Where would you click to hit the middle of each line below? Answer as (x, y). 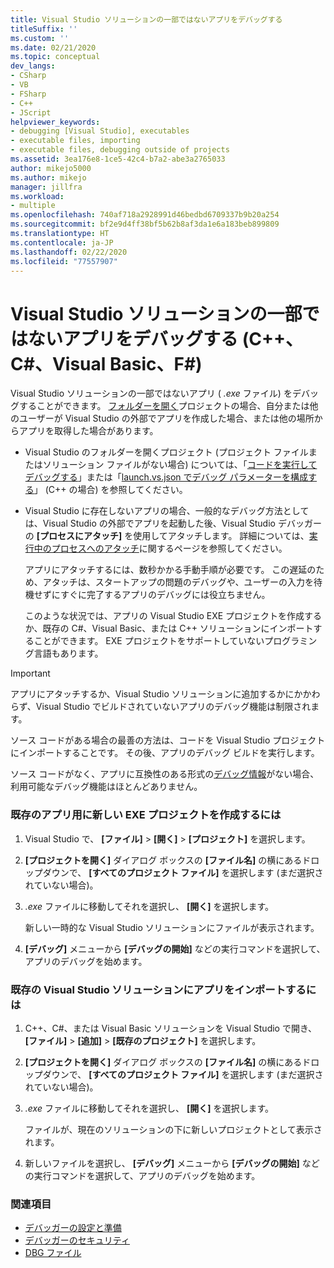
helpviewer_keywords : (55, 122)
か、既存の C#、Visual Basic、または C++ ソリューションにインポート (169, 628)
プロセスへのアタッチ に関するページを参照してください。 (169, 548)
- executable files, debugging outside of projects (120, 150)
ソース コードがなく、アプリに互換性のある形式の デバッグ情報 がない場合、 (165, 774)
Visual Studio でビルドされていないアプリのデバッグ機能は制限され (173, 707)
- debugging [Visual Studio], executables (100, 131)
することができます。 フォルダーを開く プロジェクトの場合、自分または (164, 406)
